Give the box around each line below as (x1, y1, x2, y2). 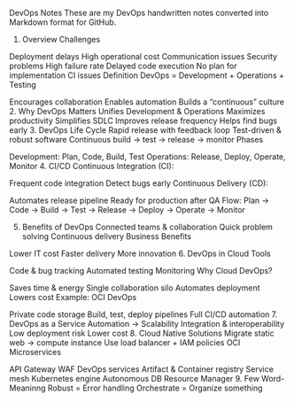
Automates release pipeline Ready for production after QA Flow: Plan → (9, 195, 270, 205)
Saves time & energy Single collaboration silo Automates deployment (9, 282, 260, 293)
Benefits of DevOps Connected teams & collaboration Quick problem (21, 221, 273, 232)
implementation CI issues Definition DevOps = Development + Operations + (9, 70, 285, 81)
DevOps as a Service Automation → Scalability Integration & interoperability (9, 319, 285, 329)
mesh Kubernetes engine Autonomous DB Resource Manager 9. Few (9, 374, 259, 383)
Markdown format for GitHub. (9, 17, 117, 27)
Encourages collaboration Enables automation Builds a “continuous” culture (9, 97, 285, 107)
